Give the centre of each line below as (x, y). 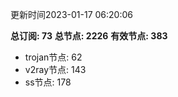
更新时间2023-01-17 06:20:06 (71, 14)
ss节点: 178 (48, 82)
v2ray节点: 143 (55, 69)
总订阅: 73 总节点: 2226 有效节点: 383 (89, 36)
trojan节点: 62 (53, 57)
